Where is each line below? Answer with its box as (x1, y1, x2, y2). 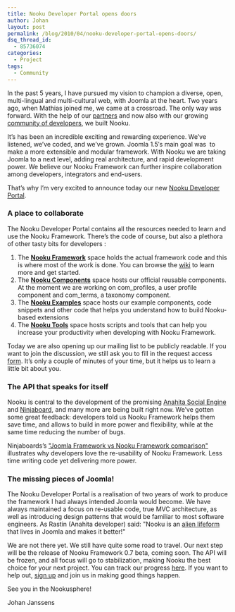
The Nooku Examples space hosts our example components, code (17, 298, 212, 307)
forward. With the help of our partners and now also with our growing (7, 111, 209, 120)
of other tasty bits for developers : (7, 239, 107, 247)
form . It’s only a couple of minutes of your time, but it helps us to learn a (7, 357, 216, 365)
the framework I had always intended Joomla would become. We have (7, 498, 211, 506)
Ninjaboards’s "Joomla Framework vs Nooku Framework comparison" (7, 441, 209, 450)
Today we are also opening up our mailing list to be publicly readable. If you (7, 341, 227, 350)
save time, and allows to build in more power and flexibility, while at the (7, 420, 213, 429)
